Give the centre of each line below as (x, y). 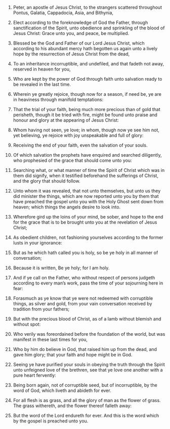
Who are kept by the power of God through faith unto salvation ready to (88, 79)
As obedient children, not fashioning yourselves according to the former (88, 237)
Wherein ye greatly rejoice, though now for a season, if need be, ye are (87, 94)
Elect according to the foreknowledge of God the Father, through (80, 23)
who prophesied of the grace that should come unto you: (72, 160)
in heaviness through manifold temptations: (58, 99)
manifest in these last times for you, (50, 339)
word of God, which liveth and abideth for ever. (62, 390)
